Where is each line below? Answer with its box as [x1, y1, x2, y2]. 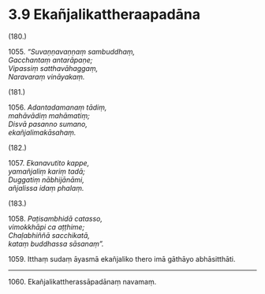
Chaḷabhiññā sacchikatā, [8, 230, 91, 240]
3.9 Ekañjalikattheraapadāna [8, 6, 201, 24]
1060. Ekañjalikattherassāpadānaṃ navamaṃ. [8, 277, 157, 286]
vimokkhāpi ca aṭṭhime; [8, 222, 85, 232]
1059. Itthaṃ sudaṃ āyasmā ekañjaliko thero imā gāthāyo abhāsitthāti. [8, 254, 236, 263]
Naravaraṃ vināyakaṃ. [8, 72, 85, 81]
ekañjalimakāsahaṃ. [8, 128, 77, 137]
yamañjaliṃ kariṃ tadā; [8, 166, 85, 176]
